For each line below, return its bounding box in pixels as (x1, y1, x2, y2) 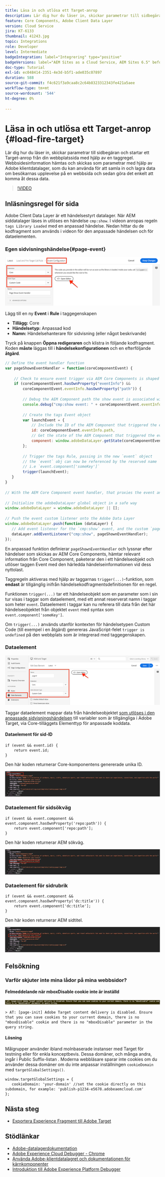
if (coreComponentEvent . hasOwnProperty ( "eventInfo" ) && (14, 381, 131, 386)
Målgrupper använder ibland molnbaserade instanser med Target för (5, 1046, 144, 1052)
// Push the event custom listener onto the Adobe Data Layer (5, 516, 135, 521)
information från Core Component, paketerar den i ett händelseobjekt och (5, 556, 154, 562)
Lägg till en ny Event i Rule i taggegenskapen (5, 310, 97, 316)
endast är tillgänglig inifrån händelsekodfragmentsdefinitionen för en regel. (5, 581, 157, 587)
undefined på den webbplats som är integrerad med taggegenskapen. (5, 632, 146, 637)
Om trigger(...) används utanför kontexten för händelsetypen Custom (5, 621, 151, 627)
